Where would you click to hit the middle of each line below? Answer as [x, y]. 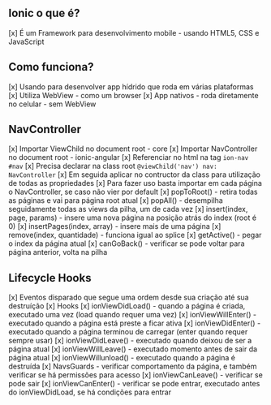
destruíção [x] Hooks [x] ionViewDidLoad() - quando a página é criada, [127, 306]
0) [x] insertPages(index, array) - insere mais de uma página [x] [115, 226]
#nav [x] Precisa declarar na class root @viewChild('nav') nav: [113, 166]
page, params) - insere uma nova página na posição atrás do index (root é [133, 218]
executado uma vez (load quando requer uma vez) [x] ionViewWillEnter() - [133, 315]
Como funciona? [51, 67]
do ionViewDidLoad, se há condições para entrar [90, 392]
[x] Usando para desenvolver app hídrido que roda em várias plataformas [131, 86]
